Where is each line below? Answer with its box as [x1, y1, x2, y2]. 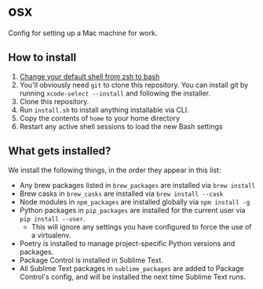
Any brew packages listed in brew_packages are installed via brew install [19, 180, 256, 190]
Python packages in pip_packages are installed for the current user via [19, 205, 246, 215]
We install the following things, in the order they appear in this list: [8, 165, 221, 175]
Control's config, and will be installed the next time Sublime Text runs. [19, 272, 246, 281]
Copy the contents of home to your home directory [19, 113, 181, 123]
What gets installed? [8, 144, 111, 158]
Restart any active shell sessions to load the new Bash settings [19, 121, 223, 131]
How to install [8, 51, 77, 64]
